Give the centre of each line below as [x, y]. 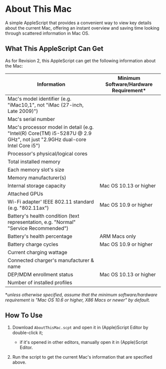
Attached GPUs [25, 193]
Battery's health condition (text [43, 216]
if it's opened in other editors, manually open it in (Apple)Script [83, 342]
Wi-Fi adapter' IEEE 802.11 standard [51, 202]
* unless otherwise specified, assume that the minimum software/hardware [81, 295]
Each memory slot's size [36, 170]
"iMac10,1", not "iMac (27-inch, [46, 105]
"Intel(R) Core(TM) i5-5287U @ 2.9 [50, 133]
